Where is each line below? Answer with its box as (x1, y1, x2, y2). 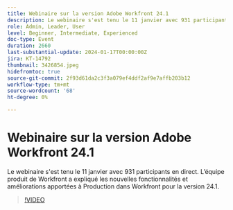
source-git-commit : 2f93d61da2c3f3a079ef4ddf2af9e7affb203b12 (7, 74, 191, 82)
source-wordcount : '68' (7, 87, 76, 94)
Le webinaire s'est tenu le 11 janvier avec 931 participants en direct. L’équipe (7, 167, 225, 175)
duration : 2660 (7, 42, 51, 49)
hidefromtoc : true (7, 68, 60, 75)
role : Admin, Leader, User (7, 23, 85, 30)
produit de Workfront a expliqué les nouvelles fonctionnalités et (7, 175, 189, 183)
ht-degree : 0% (7, 94, 49, 101)
